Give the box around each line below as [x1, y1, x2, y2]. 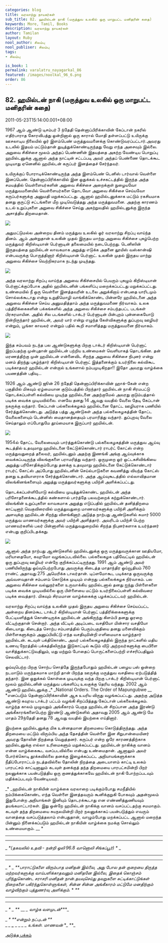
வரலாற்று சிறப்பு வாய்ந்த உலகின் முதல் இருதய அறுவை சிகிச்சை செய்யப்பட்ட [5, 603, 149, 609]
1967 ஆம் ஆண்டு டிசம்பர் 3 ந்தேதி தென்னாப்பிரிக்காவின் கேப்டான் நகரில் [5, 127, 146, 133]
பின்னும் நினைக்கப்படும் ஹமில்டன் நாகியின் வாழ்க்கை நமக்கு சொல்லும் [5, 819, 139, 826]
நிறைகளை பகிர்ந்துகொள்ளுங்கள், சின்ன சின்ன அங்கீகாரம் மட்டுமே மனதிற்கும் [5, 881, 153, 887]
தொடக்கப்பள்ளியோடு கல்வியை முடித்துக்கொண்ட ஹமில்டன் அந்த [5, 489, 131, 495]
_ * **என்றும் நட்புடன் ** [5, 916, 52, 922]
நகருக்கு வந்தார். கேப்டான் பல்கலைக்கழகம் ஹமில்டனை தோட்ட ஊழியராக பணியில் [5, 403, 161, 409]
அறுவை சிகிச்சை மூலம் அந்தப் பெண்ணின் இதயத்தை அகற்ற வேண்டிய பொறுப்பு [5, 149, 158, 155]
